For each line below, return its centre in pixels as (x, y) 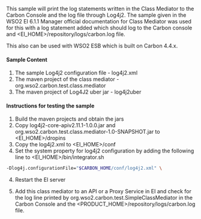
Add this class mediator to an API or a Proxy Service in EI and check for (103, 191)
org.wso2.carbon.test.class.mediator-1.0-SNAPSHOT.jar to (87, 132)
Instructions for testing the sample (50, 106)
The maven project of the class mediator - (67, 79)
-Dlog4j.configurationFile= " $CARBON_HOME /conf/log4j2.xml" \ (84, 168)
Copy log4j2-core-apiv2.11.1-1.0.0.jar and (65, 125)
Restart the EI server (40, 180)
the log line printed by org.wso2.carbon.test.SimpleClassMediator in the (104, 198)
